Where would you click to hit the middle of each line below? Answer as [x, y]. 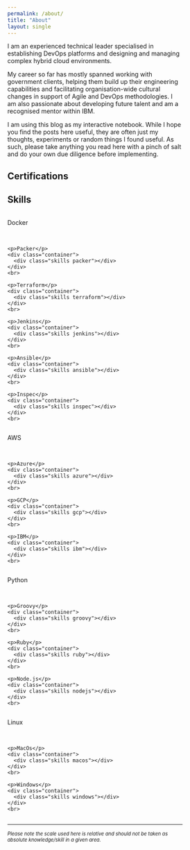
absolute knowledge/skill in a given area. [54, 840]
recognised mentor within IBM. [51, 111]
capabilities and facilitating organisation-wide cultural [84, 89]
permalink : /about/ [35, 14]
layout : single [29, 26]
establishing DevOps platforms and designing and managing [93, 53]
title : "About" [29, 20]
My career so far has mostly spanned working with [80, 74]
